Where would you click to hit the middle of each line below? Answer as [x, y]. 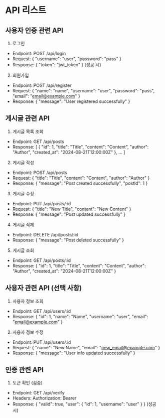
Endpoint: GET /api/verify [38, 393]
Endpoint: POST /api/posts [40, 172]
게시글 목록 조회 [28, 131]
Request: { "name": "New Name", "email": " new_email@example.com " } [86, 347]
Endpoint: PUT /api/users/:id [42, 342]
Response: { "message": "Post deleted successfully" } [68, 240]
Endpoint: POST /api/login [39, 53]
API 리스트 [26, 10]
